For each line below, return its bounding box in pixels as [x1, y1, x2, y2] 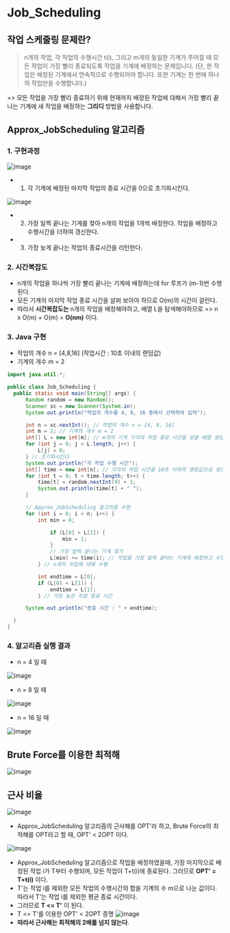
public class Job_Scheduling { [7, 384, 97, 391]
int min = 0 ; [37, 516, 75, 524]
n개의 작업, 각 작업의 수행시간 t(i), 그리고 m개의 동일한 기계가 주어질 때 [23, 53, 212, 61]
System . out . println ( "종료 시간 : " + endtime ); [25, 605, 158, 611]
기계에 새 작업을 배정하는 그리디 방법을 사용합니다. [19, 102, 153, 110]
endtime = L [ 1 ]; [50, 586, 97, 593]
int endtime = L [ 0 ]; [37, 573, 97, 580]
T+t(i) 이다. [16, 875, 49, 884]
